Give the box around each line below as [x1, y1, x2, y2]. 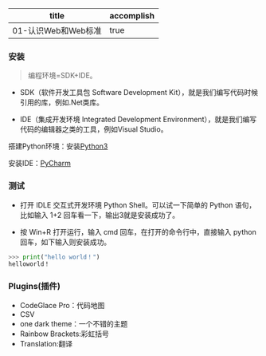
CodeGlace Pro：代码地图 [19, 300, 105, 310]
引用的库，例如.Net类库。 [19, 97, 104, 107]
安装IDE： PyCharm [8, 159, 72, 168]
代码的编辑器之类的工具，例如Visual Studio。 [19, 125, 168, 134]
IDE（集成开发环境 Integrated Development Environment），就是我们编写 [19, 115, 257, 125]
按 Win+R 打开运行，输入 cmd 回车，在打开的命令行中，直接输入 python [19, 227, 256, 236]
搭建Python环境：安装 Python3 [8, 141, 108, 151]
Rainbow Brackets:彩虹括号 [19, 329, 110, 338]
